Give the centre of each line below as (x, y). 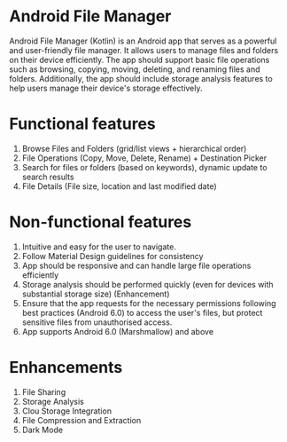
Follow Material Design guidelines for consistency (112, 256)
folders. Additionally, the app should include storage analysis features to (141, 78)
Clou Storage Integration (67, 411)
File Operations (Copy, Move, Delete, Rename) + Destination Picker (144, 158)
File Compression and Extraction (81, 420)
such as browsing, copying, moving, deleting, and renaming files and (135, 69)
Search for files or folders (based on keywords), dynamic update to (144, 167)
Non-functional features (101, 222)
